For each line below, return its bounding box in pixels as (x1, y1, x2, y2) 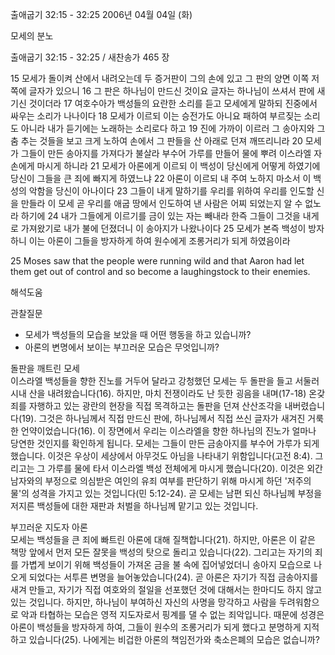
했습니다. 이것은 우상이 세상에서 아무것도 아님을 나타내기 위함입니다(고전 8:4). (10, 450, 313, 462)
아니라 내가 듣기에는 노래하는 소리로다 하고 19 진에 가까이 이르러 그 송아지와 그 (20, 123, 326, 134)
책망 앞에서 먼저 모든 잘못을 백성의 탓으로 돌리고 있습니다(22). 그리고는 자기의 (10, 546, 313, 558)
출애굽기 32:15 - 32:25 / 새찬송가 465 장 (10, 51, 170, 63)
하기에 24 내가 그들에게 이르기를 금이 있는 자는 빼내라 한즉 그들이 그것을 (20, 210, 301, 222)
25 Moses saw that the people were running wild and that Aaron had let (10, 255, 305, 267)
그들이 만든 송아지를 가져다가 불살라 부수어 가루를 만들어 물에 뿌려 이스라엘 (20, 148, 312, 159)
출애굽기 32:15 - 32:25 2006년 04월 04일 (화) (10, 9, 193, 20)
